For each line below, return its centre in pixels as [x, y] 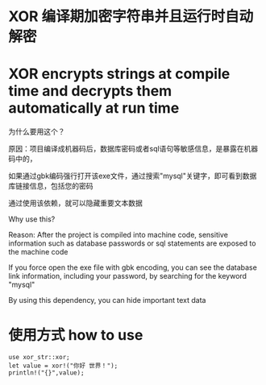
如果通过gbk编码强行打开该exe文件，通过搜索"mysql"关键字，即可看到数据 [133, 176]
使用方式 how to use [76, 335]
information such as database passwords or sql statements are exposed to [132, 243]
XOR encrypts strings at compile [119, 74]
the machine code [38, 252]
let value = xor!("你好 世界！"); [63, 366]
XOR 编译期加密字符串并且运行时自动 [131, 17]
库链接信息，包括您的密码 [51, 186]
